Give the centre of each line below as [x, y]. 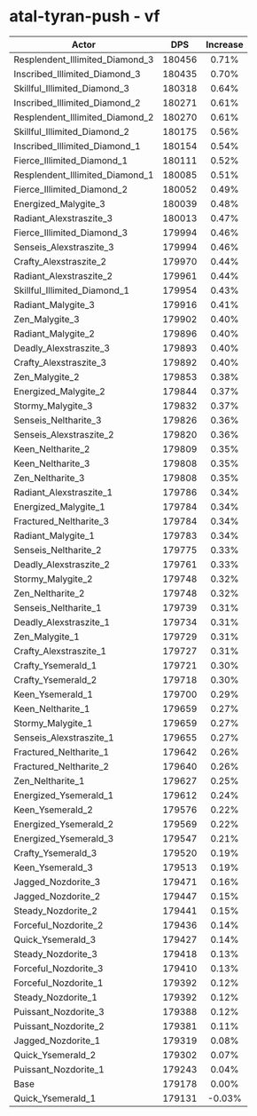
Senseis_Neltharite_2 [58, 550]
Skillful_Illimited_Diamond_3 [72, 88]
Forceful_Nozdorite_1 [58, 983]
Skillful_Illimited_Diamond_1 [72, 290]
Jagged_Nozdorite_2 [57, 896]
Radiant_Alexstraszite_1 [63, 492]
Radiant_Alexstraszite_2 [63, 275]
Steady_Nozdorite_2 [55, 910]
